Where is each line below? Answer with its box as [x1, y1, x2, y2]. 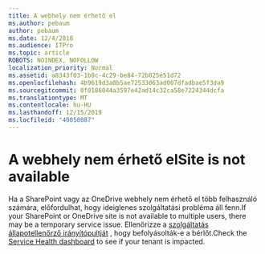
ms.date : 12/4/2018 [8, 34, 74, 42]
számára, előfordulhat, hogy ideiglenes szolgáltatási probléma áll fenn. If [8, 202, 247, 212]
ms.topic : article [8, 49, 70, 57]
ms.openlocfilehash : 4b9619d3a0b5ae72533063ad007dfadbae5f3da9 [8, 79, 225, 87]
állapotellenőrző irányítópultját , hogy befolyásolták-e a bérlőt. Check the [8, 228, 247, 237]
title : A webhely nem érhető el [8, 11, 116, 20]
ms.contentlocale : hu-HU [8, 101, 92, 109]
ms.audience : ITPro [8, 42, 74, 50]
